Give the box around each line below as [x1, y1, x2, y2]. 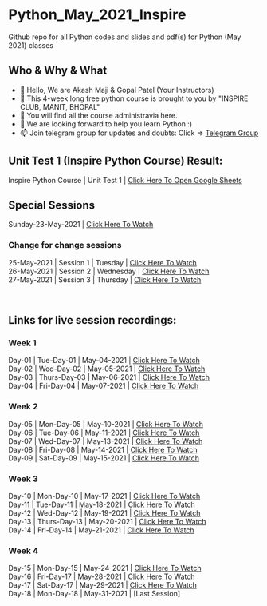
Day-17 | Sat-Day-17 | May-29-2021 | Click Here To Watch [8, 580, 198, 590]
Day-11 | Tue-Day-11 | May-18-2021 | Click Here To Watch [8, 500, 195, 509]
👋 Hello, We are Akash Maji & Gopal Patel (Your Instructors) [19, 85, 214, 94]
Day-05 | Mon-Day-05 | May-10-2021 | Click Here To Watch [8, 419, 204, 429]
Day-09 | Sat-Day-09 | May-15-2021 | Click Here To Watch [8, 453, 200, 463]
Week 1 [8, 337, 37, 349]
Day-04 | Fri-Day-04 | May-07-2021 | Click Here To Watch [8, 381, 199, 391]
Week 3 [8, 473, 38, 484]
